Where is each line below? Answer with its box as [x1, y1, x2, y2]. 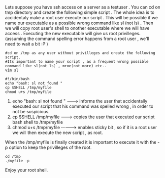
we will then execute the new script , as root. [12, 130, 103, 135]
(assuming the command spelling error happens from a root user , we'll [5, 36, 149, 42]
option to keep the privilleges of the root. [9, 144, 92, 150]
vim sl [5, 68, 19, 73]
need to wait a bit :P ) [5, 41, 48, 46]
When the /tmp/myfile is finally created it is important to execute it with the [5, 139, 157, 145]
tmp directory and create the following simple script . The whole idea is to [5, 9, 155, 15]
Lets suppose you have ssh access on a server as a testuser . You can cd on [5, 4, 161, 10]
